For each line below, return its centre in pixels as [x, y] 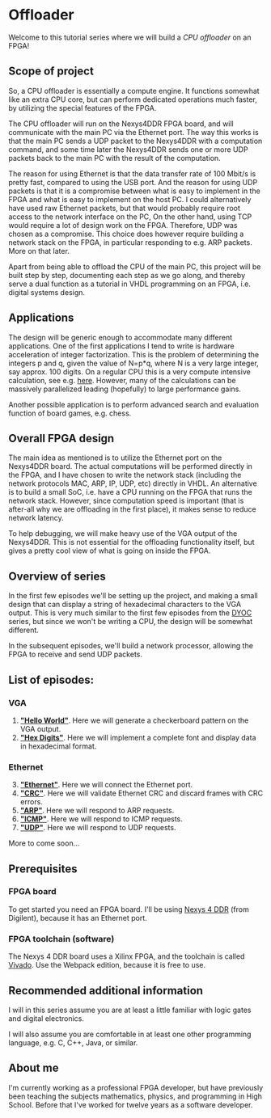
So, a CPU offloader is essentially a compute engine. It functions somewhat [134, 91]
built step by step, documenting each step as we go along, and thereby [127, 275]
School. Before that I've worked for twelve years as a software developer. [131, 1104]
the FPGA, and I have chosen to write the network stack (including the [125, 475]
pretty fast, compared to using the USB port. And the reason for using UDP [133, 182]
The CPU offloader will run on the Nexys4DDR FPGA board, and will [121, 124]
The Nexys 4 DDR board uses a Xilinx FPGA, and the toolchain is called [127, 956]
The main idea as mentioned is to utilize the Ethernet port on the [115, 458]
